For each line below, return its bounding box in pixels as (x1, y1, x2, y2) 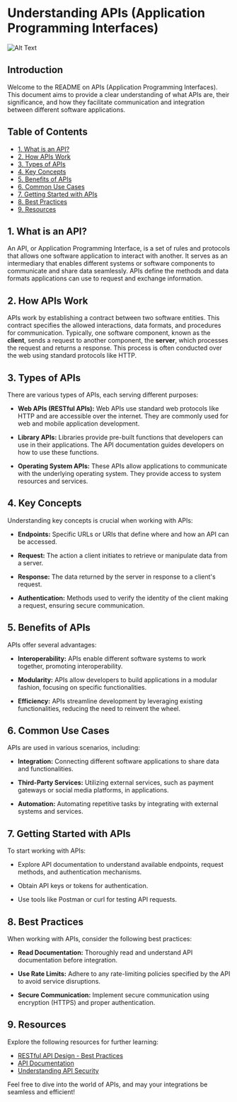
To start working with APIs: (7, 846, 86, 855)
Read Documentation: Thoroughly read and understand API (17, 948, 193, 957)
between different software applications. (7, 105, 126, 114)
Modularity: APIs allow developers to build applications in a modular (17, 675, 218, 684)
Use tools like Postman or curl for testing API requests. (17, 895, 178, 904)
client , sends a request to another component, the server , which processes (7, 336, 229, 345)
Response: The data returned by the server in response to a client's (17, 572, 216, 581)
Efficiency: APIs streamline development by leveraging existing (17, 696, 203, 705)
